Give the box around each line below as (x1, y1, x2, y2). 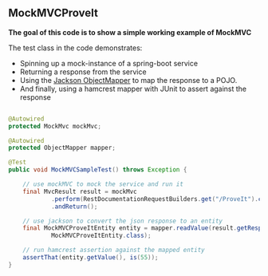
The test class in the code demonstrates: (8, 43, 143, 53)
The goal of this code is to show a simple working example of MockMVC (8, 27, 252, 37)
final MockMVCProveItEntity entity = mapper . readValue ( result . (22, 224, 238, 232)
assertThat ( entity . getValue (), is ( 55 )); (22, 254, 159, 262)
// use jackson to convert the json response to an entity (22, 217, 223, 225)
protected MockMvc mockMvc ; (8, 122, 102, 130)
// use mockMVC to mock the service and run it (22, 180, 183, 188)
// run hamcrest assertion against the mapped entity (22, 246, 205, 254)
